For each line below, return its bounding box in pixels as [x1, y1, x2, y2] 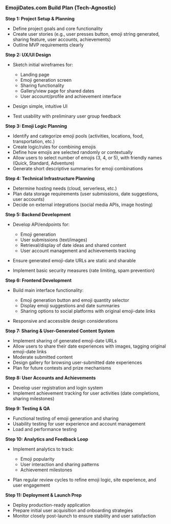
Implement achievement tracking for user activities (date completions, [12, 390, 160, 396]
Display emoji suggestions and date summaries [20, 303, 120, 309]
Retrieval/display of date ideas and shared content [20, 242, 127, 248]
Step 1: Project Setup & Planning [5, 16, 75, 22]
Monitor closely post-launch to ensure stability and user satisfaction [12, 513, 156, 519]
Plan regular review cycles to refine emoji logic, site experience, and [12, 477, 157, 483]
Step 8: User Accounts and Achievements [5, 375, 96, 381]
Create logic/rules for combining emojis [12, 144, 96, 150]
